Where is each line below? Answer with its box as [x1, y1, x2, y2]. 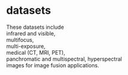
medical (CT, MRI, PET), [6, 49, 66, 56]
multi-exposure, [6, 43, 46, 50]
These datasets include [6, 23, 64, 31]
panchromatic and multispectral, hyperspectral [6, 55, 122, 62]
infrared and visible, [6, 29, 56, 37]
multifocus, [6, 36, 34, 43]
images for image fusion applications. [6, 61, 99, 69]
